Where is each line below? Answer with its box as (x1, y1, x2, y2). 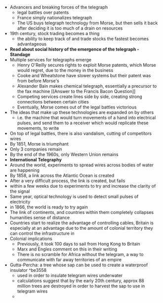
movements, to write (17, 125, 59, 131)
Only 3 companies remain (9, 146, 62, 152)
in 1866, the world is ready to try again (9, 204, 88, 210)
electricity (9, 199, 31, 204)
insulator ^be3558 (9, 267, 47, 273)
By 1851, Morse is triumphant (9, 141, 69, 147)
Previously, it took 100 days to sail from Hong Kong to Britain (17, 241, 141, 247)
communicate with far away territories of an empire (17, 257, 122, 262)
